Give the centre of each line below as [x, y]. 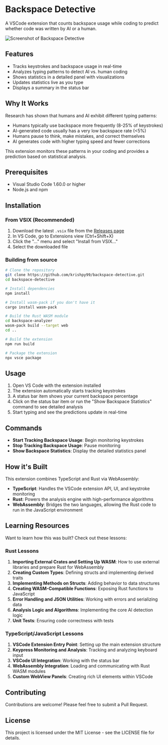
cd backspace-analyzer [29, 321]
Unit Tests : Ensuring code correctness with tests [63, 621]
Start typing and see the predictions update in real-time [70, 412]
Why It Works [27, 103]
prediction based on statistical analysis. [46, 156]
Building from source [31, 260]
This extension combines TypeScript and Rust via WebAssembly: [72, 478]
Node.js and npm [30, 190]
